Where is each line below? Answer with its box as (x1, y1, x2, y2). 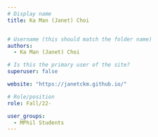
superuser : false (7, 68, 58, 75)
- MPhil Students (13, 119, 65, 126)
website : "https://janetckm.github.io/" (7, 81, 128, 88)
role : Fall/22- (7, 100, 52, 107)
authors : (7, 42, 33, 49)
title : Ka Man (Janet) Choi (7, 17, 90, 24)
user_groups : (7, 112, 46, 119)
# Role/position (7, 93, 55, 100)
